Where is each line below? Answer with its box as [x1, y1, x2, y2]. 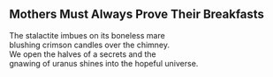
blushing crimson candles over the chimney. [9, 39, 171, 50]
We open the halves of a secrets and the [9, 48, 156, 59]
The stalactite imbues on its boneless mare [9, 30, 165, 40]
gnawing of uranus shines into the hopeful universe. [9, 58, 199, 68]
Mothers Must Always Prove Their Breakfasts [9, 7, 265, 22]
